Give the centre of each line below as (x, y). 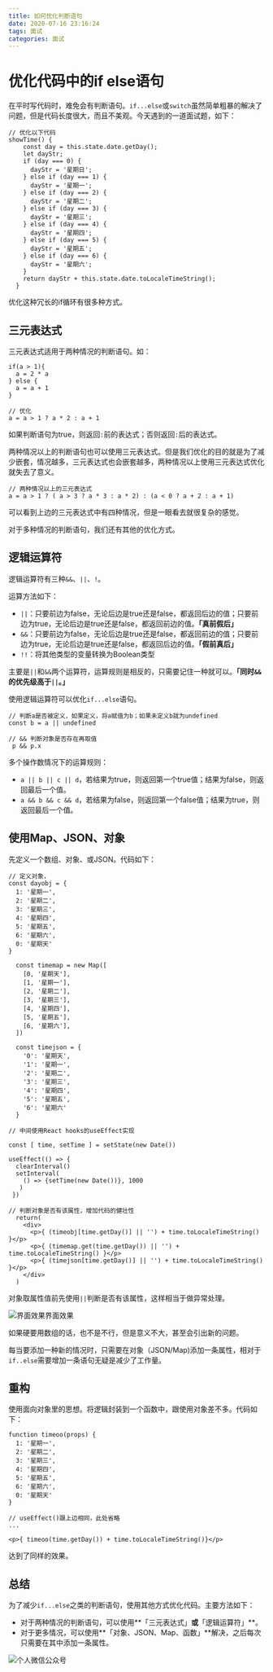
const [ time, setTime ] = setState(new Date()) (92, 1145)
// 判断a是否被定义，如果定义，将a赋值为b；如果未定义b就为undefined (113, 716)
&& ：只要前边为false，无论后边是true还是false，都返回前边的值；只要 (136, 634)
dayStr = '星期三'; (61, 217)
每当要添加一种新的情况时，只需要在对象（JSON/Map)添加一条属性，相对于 (135, 1349)
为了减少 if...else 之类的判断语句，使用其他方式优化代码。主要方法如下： (132, 1605)
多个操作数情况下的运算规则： (58, 761)
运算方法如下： (33, 596)
